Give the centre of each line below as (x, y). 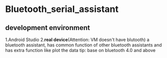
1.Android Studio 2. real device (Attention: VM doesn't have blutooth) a (77, 39)
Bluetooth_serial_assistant (62, 9)
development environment (48, 28)
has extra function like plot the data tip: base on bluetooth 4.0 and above (80, 50)
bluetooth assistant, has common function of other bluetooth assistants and (83, 45)
